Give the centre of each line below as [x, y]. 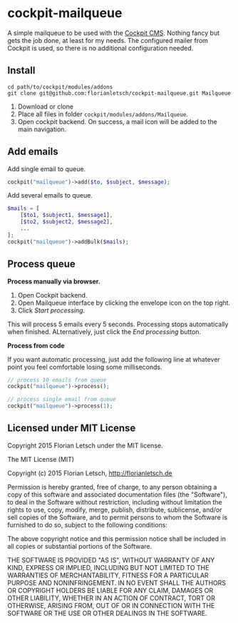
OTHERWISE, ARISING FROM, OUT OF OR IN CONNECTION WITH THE [111, 605]
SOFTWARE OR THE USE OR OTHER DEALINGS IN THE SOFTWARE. [107, 613]
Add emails [33, 152]
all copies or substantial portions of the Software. [79, 546]
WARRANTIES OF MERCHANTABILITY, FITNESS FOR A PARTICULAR [108, 575]
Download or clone [45, 106]
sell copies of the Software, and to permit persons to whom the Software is [118, 517]
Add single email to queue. [47, 168]
